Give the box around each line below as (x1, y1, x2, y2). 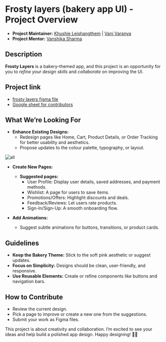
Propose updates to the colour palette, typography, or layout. (19, 145, 145, 151)
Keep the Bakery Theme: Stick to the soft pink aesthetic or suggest (12, 252, 151, 258)
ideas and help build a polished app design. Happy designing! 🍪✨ (5, 332, 138, 337)
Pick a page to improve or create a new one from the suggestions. (12, 311, 148, 317)
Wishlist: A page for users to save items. (27, 190, 110, 196)
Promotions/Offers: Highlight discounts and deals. (27, 195, 129, 201)
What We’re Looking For (5, 116, 81, 124)
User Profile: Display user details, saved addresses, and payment (27, 179, 160, 185)
